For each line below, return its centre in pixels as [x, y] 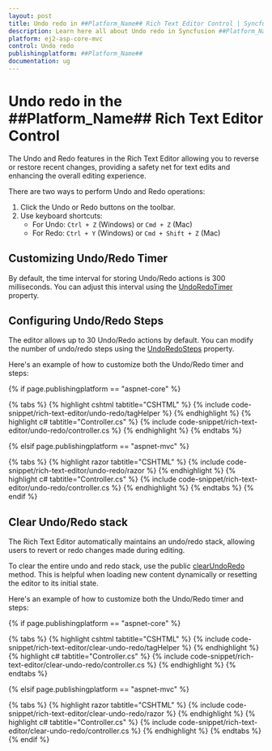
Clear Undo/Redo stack [68, 522]
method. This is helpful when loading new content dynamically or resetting [133, 575]
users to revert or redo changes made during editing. [97, 550]
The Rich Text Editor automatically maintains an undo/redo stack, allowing [132, 542]
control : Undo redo [41, 46]
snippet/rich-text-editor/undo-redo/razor [76, 471]
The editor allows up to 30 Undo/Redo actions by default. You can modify [131, 340]
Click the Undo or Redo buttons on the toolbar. [98, 207]
